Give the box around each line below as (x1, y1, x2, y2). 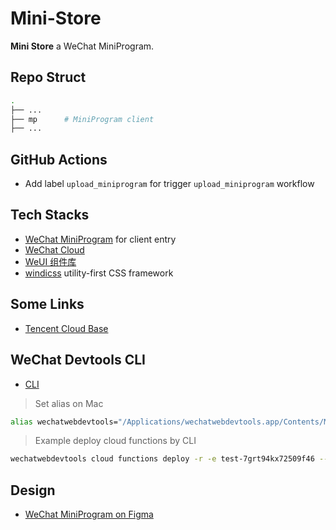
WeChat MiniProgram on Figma (24, 508, 154, 521)
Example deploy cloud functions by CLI (34, 435, 197, 447)
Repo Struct (10, 69, 87, 86)
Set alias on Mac (34, 397, 104, 409)
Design (10, 482, 56, 499)
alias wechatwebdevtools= (10, 417, 118, 427)
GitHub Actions (10, 151, 108, 168)
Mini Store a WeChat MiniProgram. (10, 40, 155, 52)
